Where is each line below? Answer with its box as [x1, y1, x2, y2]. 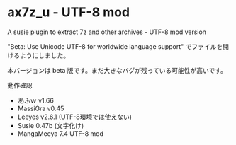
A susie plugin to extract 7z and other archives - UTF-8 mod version [7, 28, 207, 36]
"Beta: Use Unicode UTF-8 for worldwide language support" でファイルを [7, 42, 223, 50]
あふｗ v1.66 [17, 96, 55, 105]
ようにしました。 [19, 51, 69, 59]
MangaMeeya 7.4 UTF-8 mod [17, 129, 104, 138]
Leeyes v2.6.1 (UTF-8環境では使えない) [17, 112, 133, 121]
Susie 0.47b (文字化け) [17, 121, 84, 129]
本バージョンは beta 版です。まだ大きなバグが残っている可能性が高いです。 [7, 66, 227, 74]
